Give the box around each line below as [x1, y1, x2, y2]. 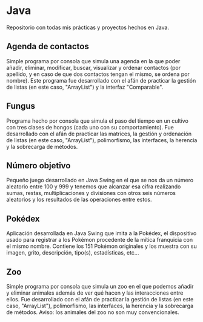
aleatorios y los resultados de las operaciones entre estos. [6, 196, 152, 204]
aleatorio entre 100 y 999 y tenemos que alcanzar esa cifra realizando [6, 183, 181, 190]
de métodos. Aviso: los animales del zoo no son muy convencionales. [6, 309, 180, 316]
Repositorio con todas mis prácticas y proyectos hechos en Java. [6, 24, 170, 31]
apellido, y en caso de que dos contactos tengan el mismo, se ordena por [6, 70, 190, 78]
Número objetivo [6, 160, 71, 171]
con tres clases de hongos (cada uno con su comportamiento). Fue [6, 123, 174, 131]
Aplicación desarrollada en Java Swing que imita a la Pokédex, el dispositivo [6, 230, 197, 237]
